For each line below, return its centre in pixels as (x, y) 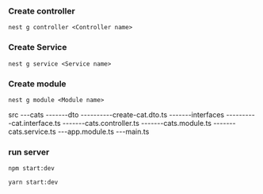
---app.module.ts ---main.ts (104, 131)
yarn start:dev (33, 183)
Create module (37, 83)
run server (29, 152)
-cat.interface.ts (34, 123)
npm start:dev (32, 169)
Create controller (42, 11)
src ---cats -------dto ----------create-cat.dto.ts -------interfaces (116, 114)
